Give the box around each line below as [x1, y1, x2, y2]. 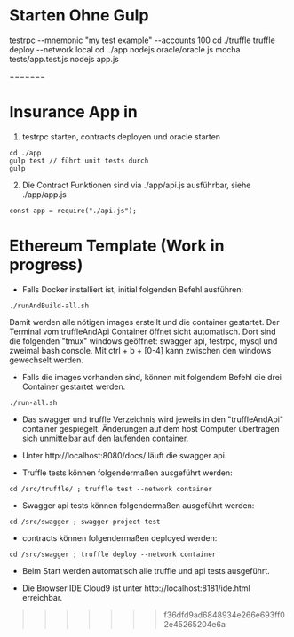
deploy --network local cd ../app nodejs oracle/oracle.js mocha [9, 44, 241, 54]
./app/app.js [21, 188, 67, 200]
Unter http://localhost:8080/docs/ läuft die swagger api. [21, 450, 227, 460]
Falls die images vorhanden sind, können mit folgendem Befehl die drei [21, 371, 282, 382]
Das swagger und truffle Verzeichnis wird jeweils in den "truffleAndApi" [21, 414, 284, 425]
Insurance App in [9, 102, 138, 123]
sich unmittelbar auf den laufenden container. [21, 433, 189, 443]
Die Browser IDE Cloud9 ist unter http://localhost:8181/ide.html [21, 583, 250, 593]
